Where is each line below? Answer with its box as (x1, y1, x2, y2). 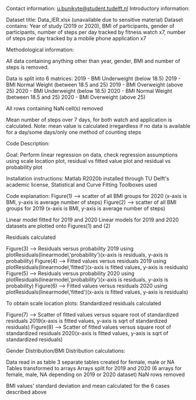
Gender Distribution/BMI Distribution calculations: (6, 347, 126, 354)
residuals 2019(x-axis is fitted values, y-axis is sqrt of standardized (6, 318, 168, 324)
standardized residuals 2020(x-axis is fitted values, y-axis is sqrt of (6, 330, 169, 336)
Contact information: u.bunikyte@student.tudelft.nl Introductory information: (6, 5, 190, 12)
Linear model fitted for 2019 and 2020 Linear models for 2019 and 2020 (6, 216, 179, 223)
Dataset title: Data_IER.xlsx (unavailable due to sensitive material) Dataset (6, 16, 183, 23)
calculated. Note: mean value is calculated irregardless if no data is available (6, 123, 191, 129)
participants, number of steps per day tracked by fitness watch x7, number (6, 29, 186, 36)
